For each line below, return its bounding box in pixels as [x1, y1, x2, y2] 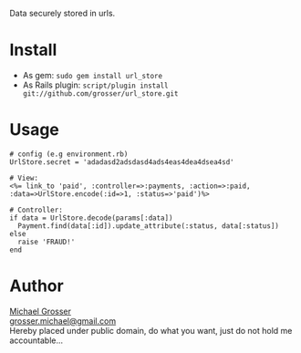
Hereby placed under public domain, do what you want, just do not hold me [9, 325, 293, 336]
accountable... [9, 335, 64, 346]
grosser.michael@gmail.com [9, 315, 117, 327]
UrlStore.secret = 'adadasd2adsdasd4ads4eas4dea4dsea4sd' [9, 157, 234, 167]
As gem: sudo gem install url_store [22, 69, 162, 80]
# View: [9, 173, 39, 182]
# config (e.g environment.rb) [9, 150, 129, 159]
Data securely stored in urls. [9, 8, 116, 18]
